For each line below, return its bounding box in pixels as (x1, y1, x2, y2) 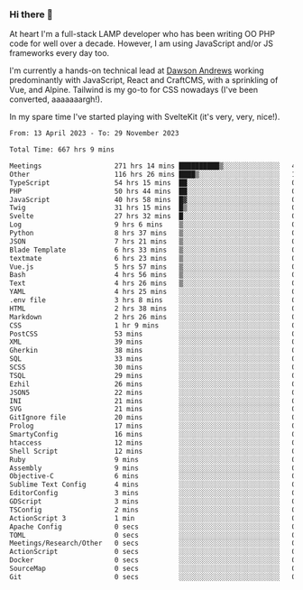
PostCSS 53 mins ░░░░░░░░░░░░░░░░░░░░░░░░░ (9, 329, 280, 338)
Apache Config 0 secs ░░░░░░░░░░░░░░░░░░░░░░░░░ (9, 522, 280, 531)
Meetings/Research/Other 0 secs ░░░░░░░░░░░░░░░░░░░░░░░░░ (9, 539, 280, 549)
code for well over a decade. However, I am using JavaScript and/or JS (9, 38, 273, 49)
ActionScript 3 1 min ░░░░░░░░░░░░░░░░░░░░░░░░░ (9, 513, 280, 522)
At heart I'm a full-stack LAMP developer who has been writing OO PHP (9, 29, 275, 40)
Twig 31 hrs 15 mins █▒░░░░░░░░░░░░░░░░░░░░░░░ (9, 203, 280, 213)
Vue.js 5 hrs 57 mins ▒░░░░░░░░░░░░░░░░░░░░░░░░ (9, 262, 280, 272)
